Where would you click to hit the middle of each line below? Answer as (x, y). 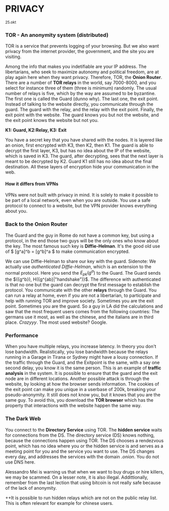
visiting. (13, 57)
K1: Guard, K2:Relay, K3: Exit (36, 130)
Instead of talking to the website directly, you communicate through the (79, 104)
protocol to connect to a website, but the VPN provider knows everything (81, 206)
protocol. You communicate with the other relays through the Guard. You (81, 290)
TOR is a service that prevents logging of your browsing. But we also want (82, 46)
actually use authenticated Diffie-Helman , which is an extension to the (78, 267)
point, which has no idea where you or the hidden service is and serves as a (84, 446)
